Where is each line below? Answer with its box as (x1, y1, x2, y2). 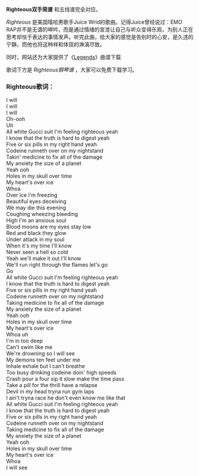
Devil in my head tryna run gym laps (6, 388, 94, 395)
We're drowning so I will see (6, 350, 75, 357)
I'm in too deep (6, 337, 43, 345)
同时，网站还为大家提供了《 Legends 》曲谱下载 (6, 54, 122, 60)
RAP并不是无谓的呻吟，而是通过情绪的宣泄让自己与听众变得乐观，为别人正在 (6, 26, 194, 33)
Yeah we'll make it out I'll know (6, 255, 81, 262)
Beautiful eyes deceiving (6, 198, 67, 205)
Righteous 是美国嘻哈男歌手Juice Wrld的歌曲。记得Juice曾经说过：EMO (6, 18, 182, 26)
